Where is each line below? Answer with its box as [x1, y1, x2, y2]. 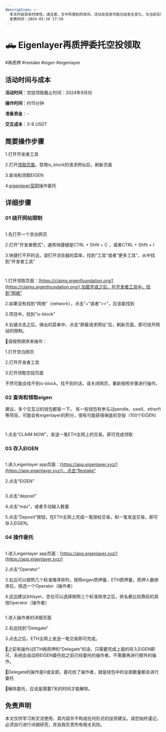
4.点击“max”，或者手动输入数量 [5, 503, 69, 510]
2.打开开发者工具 [5, 359, 40, 365]
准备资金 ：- [5, 111, 29, 117]
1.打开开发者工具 [5, 151, 39, 157]
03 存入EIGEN [5, 445, 39, 452]
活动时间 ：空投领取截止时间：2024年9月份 [5, 90, 92, 96]
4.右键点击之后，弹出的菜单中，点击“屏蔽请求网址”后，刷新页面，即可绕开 [5, 321, 156, 327]
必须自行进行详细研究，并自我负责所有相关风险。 [5, 722, 105, 728]
